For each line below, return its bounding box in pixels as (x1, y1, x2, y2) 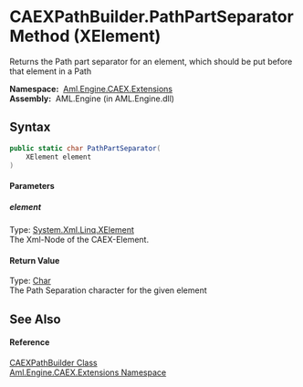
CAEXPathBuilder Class (9, 357, 98, 368)
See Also (9, 311, 61, 327)
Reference (9, 337, 50, 348)
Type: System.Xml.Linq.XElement (9, 224, 135, 235)
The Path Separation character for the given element (9, 285, 207, 296)
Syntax (9, 120, 51, 135)
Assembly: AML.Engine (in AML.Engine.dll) (9, 93, 175, 104)
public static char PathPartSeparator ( (9, 143, 162, 152)
